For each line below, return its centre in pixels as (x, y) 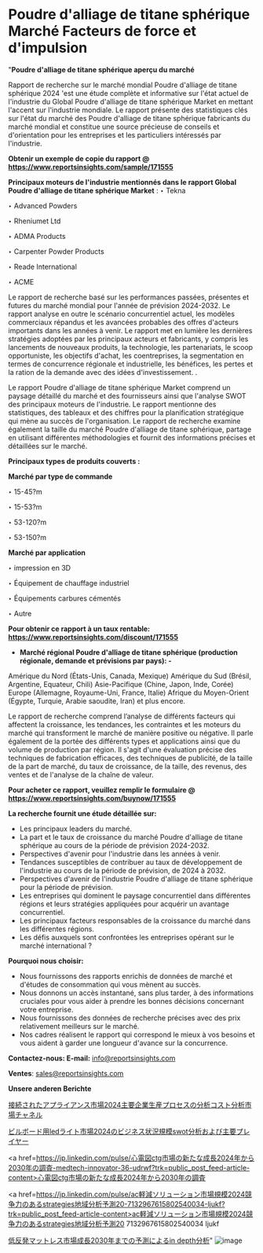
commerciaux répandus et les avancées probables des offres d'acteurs (124, 322)
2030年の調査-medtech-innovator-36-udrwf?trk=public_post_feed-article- (129, 1167)
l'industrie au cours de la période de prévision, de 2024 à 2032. (122, 870)
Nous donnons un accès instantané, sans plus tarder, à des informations (136, 993)
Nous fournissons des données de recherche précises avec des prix (130, 1018)
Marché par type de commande (60, 476)
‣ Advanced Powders (43, 205)
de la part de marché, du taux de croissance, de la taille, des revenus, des (128, 766)
